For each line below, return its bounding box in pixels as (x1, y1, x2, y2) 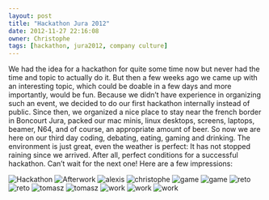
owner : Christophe (8, 34, 70, 43)
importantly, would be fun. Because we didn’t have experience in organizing (8, 90, 261, 100)
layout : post (8, 11, 53, 20)
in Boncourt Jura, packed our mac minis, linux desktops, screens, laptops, (8, 116, 255, 126)
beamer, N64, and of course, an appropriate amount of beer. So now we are (8, 125, 261, 134)
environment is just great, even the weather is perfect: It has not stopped (8, 142, 251, 151)
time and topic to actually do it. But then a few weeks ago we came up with (8, 73, 258, 83)
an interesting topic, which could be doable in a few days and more (8, 82, 232, 91)
